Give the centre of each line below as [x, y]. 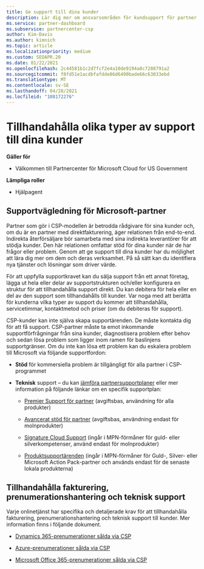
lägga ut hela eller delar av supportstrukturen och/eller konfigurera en [93, 283]
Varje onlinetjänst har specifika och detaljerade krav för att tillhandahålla [97, 512]
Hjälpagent [29, 191]
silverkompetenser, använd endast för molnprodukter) [91, 444]
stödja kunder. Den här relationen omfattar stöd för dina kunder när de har [99, 245]
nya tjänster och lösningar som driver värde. [62, 264]
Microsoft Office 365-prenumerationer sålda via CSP [81, 560]
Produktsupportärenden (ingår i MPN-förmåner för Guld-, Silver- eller [111, 455]
